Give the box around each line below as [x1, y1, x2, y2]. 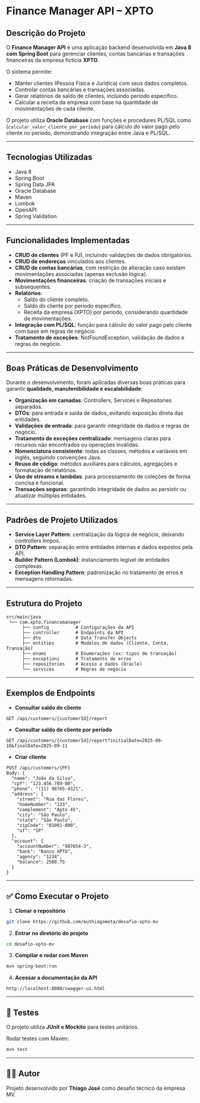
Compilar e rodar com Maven [14, 952, 88, 959]
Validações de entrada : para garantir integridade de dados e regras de [14, 422, 189, 430]
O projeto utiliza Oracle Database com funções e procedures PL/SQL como [6, 117, 192, 124]
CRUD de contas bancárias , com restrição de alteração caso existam [14, 264, 186, 271]
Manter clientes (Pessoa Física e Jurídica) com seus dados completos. [14, 79, 189, 87]
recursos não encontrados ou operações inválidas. [14, 441, 140, 449]
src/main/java [6, 614, 42, 620]
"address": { [11, 791, 44, 797]
